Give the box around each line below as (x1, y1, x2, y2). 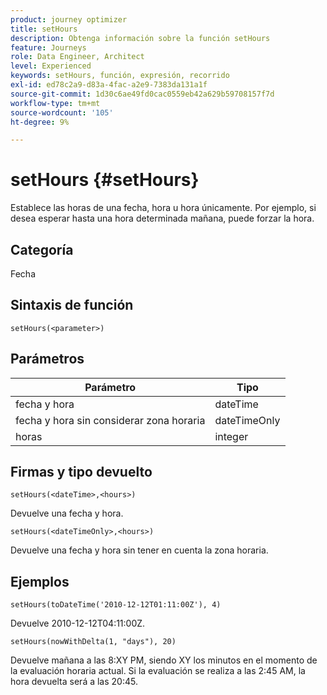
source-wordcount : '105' (10, 107, 114, 118)
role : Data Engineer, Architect (10, 52, 145, 62)
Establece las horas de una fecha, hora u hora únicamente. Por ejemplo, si (10, 202, 317, 214)
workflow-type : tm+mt (10, 98, 101, 108)
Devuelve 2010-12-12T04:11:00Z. (10, 617, 146, 630)
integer (214, 429, 249, 443)
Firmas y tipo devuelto (10, 464, 153, 481)
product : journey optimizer (10, 14, 128, 25)
